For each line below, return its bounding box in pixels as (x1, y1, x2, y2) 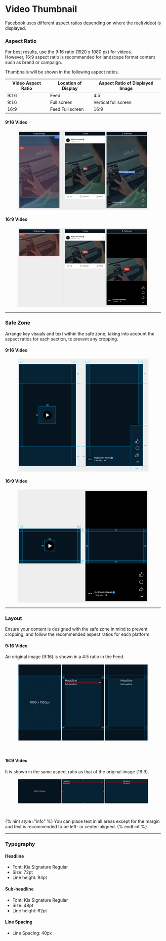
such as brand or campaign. (5, 60, 63, 66)
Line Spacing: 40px (12, 930, 52, 936)
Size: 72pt (12, 870, 33, 875)
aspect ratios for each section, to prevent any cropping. (5, 336, 119, 342)
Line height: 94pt (12, 874, 47, 880)
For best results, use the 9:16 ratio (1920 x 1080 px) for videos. (5, 49, 132, 55)
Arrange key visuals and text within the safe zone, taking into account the (5, 331, 155, 336)
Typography (5, 841, 36, 848)
